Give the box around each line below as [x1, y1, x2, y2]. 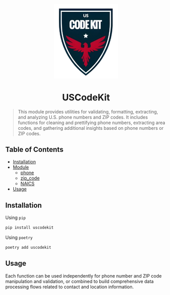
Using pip [5, 214, 26, 221]
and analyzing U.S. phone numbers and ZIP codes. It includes [17, 114, 148, 120]
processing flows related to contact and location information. [5, 284, 134, 290]
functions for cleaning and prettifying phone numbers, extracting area [17, 120, 165, 126]
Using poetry [5, 234, 33, 241]
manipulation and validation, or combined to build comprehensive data [5, 278, 154, 284]
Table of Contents [5, 145, 64, 154]
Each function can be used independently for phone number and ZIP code [5, 272, 162, 279]
